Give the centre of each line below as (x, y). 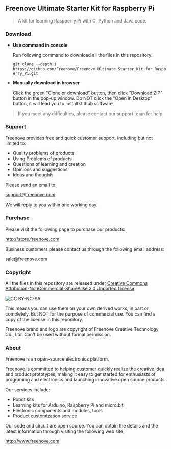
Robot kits (23, 400)
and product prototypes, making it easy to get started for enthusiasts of (80, 374)
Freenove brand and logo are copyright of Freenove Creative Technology (82, 329)
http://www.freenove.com (32, 441)
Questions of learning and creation (49, 164)
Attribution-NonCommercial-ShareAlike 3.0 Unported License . (71, 289)
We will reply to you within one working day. (52, 205)
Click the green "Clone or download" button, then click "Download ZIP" (88, 93)
